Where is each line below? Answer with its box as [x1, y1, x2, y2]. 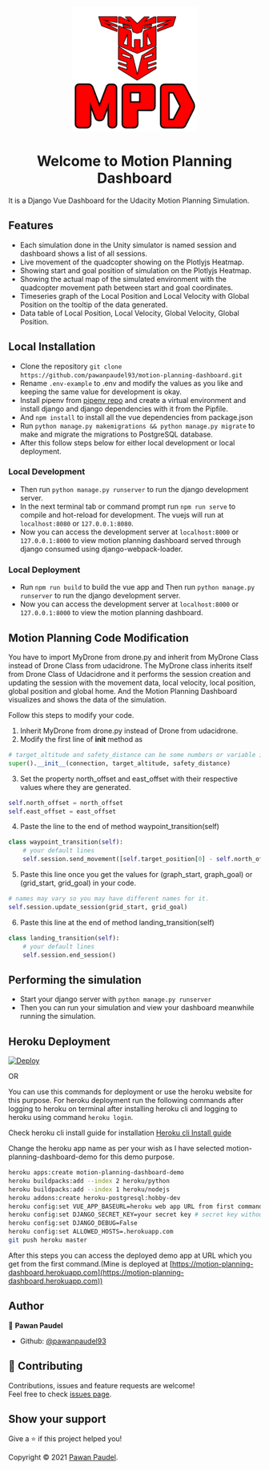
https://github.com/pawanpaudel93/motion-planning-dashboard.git [19, 371, 243, 379]
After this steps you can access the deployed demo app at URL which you [8, 1251, 252, 1260]
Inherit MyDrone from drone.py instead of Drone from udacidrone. [19, 726, 239, 735]
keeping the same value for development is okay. [19, 387, 183, 397]
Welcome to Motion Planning [36, 152, 233, 171]
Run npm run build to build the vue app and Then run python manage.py [19, 582, 255, 592]
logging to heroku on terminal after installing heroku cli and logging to [8, 1104, 238, 1114]
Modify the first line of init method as [19, 734, 143, 743]
